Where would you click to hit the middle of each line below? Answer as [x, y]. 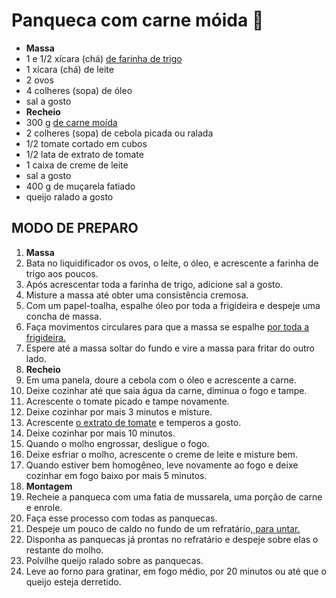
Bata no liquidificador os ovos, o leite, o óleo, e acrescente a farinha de [172, 263]
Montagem [49, 486]
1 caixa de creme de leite [77, 165]
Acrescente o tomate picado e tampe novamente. [127, 401]
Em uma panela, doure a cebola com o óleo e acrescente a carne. [161, 380]
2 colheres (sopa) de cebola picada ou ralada [119, 133]
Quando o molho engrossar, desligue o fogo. [117, 443]
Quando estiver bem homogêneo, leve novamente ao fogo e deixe [162, 465]
